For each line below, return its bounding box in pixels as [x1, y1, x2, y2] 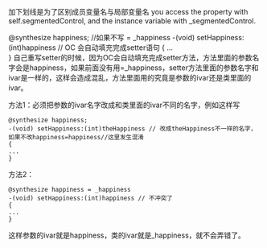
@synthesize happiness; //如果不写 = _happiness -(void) [8, 33, 195, 42]
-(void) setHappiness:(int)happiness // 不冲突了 [8, 194, 173, 202]
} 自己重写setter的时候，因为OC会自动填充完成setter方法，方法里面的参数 [8, 53, 253, 62]
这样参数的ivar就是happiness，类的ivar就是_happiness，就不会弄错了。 [8, 230, 245, 240]
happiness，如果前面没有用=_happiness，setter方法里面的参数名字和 [29, 63, 259, 72]
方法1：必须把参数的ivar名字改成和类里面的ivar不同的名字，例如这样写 [8, 100, 240, 110]
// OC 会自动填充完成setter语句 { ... [57, 43, 174, 52]
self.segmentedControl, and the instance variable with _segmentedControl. [8, 16, 256, 26]
